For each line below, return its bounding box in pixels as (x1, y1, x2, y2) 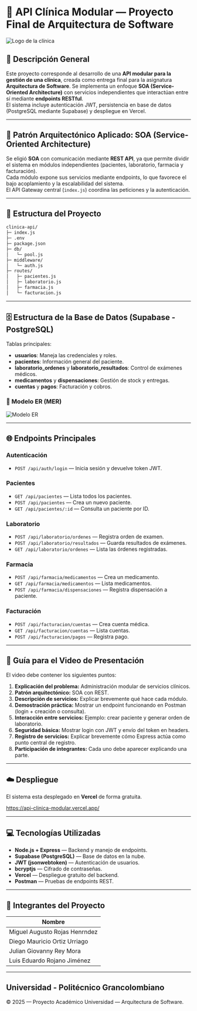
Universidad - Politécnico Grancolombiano (6, 983, 165, 993)
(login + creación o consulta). (14, 707, 86, 714)
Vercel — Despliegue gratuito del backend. (14, 872, 119, 879)
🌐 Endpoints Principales (6, 434, 96, 444)
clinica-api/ (6, 224, 38, 230)
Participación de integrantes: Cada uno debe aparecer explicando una (14, 745, 187, 752)
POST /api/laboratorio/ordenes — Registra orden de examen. (14, 533, 164, 540)
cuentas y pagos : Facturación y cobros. (14, 383, 113, 390)
